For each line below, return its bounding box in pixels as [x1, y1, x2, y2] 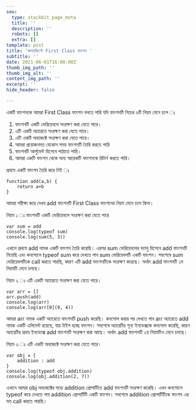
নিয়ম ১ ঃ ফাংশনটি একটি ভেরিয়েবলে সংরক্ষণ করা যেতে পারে [6, 211, 110, 219]
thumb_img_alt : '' [6, 70, 52, 76]
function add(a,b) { [6, 178, 58, 184]
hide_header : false [6, 87, 55, 93]
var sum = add [6, 223, 42, 229]
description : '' [11, 25, 52, 32]
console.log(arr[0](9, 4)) [6, 304, 74, 310]
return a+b [17, 184, 44, 190]
